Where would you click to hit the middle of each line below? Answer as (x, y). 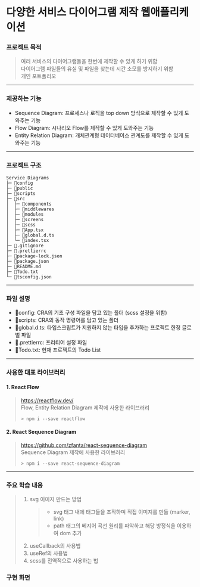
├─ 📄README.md (24, 267)
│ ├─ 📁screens (25, 220)
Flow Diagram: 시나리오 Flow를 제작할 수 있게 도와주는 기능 (84, 128)
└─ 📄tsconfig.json (29, 277)
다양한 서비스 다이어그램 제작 (72, 12)
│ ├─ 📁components (29, 204)
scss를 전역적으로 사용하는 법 (64, 560)
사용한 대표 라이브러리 (36, 372)
